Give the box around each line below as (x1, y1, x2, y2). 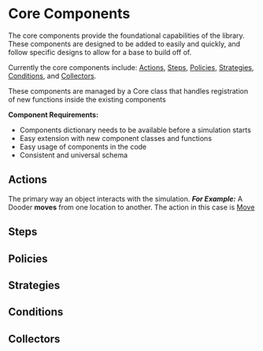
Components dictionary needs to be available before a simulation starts (19, 125, 252, 135)
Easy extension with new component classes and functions (19, 133, 213, 142)
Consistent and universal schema (19, 150, 128, 160)
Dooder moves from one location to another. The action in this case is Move (8, 202, 255, 212)
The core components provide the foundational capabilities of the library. (8, 31, 246, 40)
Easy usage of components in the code (19, 142, 147, 151)
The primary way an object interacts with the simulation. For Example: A (8, 194, 243, 203)
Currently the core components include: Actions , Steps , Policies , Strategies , (8, 62, 254, 72)
